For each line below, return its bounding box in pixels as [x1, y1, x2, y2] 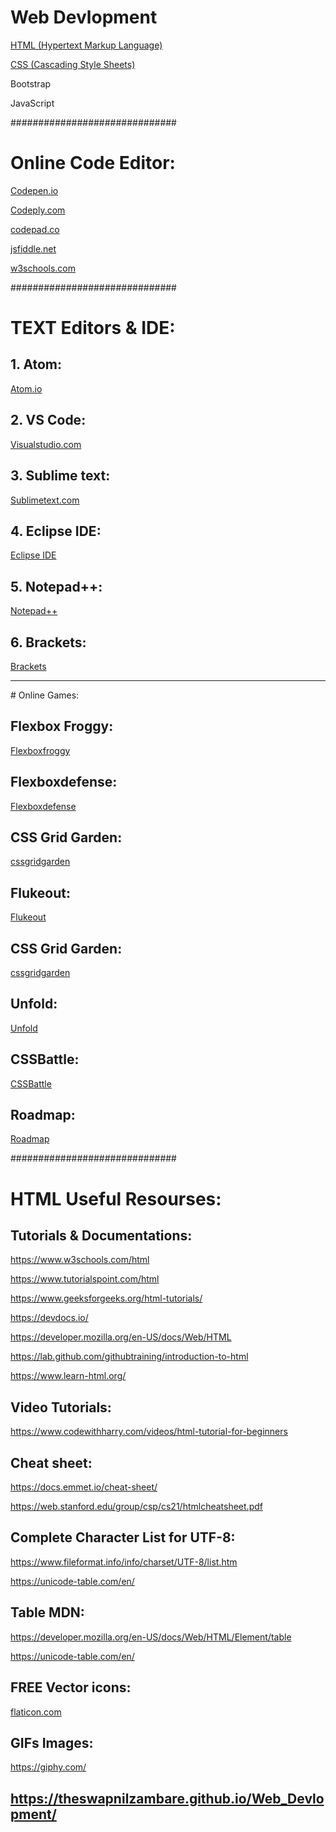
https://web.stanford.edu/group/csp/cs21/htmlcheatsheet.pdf [10, 1501, 263, 1513]
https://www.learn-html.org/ [10, 1370, 127, 1382]
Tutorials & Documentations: [10, 1227, 193, 1245]
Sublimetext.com [10, 494, 80, 506]
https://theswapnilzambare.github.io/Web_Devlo [10, 1790, 325, 1807]
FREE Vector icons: [10, 1679, 132, 1696]
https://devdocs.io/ [10, 1312, 89, 1324]
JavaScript [10, 97, 55, 109]
